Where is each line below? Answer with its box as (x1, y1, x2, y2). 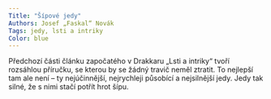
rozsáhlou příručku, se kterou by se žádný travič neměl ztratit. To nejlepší (8, 65, 254, 75)
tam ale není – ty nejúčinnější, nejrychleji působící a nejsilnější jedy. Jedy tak (8, 73, 264, 83)
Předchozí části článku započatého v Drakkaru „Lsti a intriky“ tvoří (8, 56, 230, 66)
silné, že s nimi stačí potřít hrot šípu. (8, 82, 129, 92)
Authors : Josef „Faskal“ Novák (8, 19, 114, 27)
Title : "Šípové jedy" (8, 11, 82, 20)
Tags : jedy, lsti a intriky (8, 27, 104, 35)
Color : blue (8, 34, 49, 43)
